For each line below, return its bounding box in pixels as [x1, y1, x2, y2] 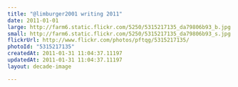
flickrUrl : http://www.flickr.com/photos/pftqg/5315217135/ [7, 37, 190, 44]
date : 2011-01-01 [7, 17, 59, 24]
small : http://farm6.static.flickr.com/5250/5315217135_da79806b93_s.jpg [7, 30, 232, 37]
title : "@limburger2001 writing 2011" [7, 10, 123, 18]
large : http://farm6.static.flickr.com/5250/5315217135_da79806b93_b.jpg [7, 23, 232, 30]
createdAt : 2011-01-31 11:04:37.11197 [7, 50, 123, 57]
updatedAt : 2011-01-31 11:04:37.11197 [7, 57, 123, 64]
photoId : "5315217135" [7, 43, 75, 50]
